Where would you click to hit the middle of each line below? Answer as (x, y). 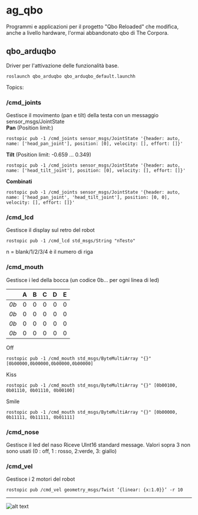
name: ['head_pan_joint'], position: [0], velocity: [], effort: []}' (95, 144)
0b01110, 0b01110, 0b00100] (41, 390)
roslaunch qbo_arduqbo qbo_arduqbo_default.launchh (71, 76)
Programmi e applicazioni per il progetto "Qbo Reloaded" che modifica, (92, 26)
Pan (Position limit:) (30, 128)
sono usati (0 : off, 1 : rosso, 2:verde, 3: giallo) (61, 451)
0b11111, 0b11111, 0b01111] (41, 417)
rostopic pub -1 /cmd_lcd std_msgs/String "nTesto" (71, 241)
